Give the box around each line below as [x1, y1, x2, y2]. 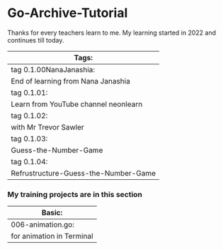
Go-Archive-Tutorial [7, 5, 128, 21]
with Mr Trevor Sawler [11, 122, 85, 132]
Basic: [41, 208, 63, 217]
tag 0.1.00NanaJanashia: [11, 64, 96, 74]
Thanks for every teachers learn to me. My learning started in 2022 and [7, 28, 217, 37]
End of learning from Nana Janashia [11, 76, 131, 86]
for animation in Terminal [11, 232, 93, 242]
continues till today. [7, 35, 64, 44]
